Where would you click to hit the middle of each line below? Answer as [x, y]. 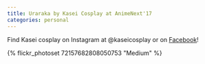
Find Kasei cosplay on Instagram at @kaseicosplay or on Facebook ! [103, 39]
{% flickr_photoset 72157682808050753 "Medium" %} [85, 53]
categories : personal [38, 20]
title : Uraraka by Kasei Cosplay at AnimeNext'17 [80, 13]
